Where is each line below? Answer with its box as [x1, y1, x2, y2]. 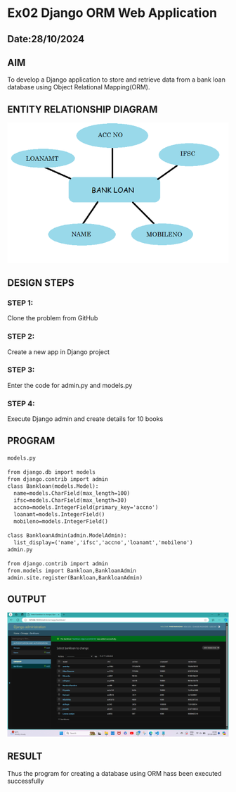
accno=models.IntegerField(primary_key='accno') [13, 503, 159, 511]
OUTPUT [7, 593, 47, 605]
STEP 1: [7, 298, 34, 308]
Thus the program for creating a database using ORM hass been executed [7, 769, 222, 777]
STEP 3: [7, 365, 35, 375]
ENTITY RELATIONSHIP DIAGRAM [7, 103, 158, 115]
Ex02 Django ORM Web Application [7, 5, 218, 21]
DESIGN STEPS [7, 277, 75, 289]
